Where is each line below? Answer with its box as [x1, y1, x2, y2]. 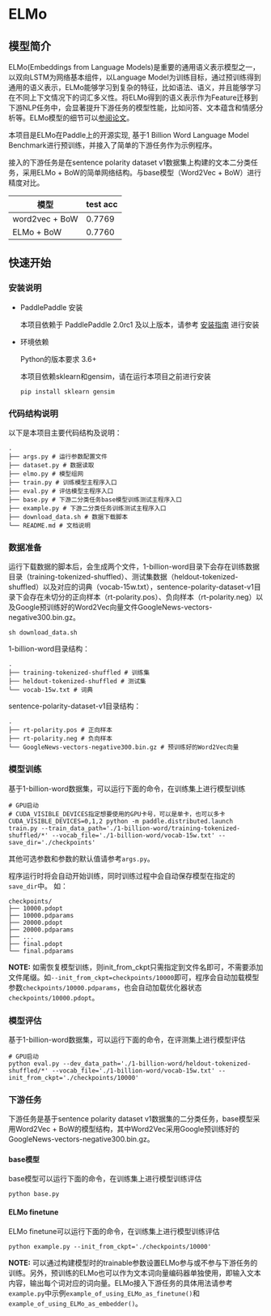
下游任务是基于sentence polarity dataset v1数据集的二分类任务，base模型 [8, 1114, 253, 1124]
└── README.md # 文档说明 [8, 521, 91, 530]
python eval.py [8, 1060, 60, 1068]
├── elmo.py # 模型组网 [8, 470, 83, 478]
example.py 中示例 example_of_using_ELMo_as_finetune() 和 [8, 1288, 201, 1298]
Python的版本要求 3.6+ [19, 354, 97, 363]
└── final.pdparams [8, 947, 74, 955]
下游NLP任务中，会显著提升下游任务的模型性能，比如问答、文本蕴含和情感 [8, 103, 256, 112]
